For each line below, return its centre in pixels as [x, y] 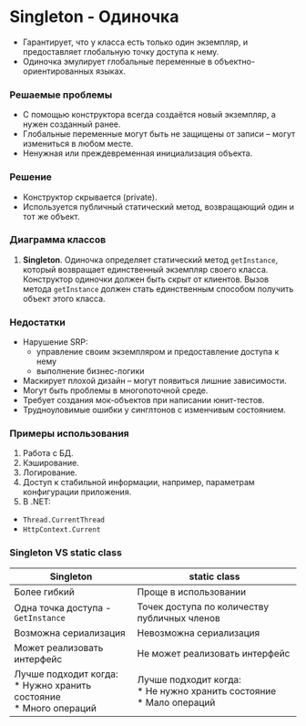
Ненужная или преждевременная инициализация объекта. [138, 153]
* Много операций [56, 708]
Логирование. [50, 472]
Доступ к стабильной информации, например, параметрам [138, 482]
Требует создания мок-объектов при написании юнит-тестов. [143, 400]
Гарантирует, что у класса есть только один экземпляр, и [135, 42]
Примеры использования [69, 433]
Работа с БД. [48, 453]
